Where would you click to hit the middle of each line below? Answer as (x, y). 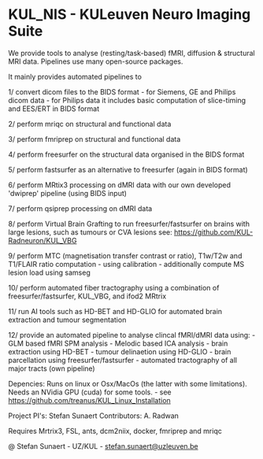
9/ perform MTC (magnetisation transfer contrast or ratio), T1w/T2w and (125, 255)
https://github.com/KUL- (213, 232)
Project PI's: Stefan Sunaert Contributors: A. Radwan (94, 416)
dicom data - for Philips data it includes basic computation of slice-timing (127, 100)
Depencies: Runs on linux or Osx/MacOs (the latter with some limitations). (128, 383)
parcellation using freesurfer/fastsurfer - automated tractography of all (123, 360)
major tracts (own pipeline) (52, 368)
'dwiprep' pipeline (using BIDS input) (68, 193)
